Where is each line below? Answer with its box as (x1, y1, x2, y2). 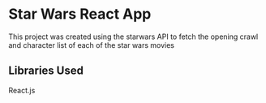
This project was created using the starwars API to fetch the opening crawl (8, 32, 259, 41)
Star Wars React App (8, 5, 152, 24)
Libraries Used (8, 64, 84, 78)
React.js (8, 85, 36, 95)
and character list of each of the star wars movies (8, 40, 174, 49)
